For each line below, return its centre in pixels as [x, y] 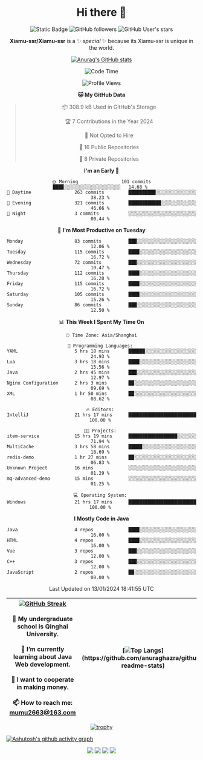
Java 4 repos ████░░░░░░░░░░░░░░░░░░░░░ [101, 530]
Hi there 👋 [101, 12]
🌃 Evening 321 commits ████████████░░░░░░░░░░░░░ [101, 203]
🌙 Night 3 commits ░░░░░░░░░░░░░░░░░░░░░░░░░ [101, 214]
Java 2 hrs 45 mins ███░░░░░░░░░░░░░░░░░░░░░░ [101, 372]
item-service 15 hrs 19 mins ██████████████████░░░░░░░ [101, 436]
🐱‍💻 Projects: [100, 431]
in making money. [42, 687]
